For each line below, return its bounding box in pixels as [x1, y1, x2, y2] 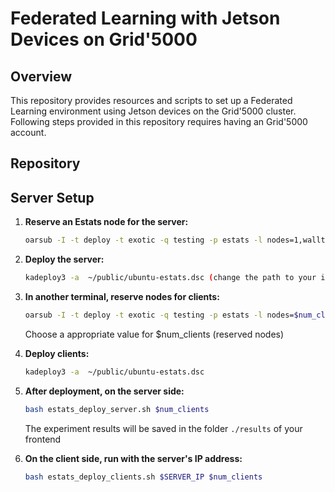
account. [10, 127, 47, 138]
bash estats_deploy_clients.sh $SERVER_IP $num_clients [24, 472, 263, 482]
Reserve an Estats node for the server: [24, 216, 189, 228]
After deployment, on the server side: [24, 385, 185, 397]
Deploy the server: [24, 253, 105, 266]
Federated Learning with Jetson [10, 7, 281, 30]
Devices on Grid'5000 [10, 28, 198, 51]
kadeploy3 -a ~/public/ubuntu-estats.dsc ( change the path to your [24, 273, 317, 283]
